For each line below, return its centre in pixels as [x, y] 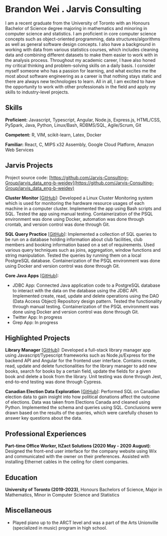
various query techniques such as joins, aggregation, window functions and [83, 250]
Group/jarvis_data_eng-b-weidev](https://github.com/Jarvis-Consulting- [80, 183]
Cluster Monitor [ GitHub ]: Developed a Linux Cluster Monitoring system [79, 198]
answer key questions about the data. [44, 418]
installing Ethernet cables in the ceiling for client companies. [67, 462]
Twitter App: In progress [37, 317]
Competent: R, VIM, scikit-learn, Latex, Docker [53, 135]
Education [21, 477]
